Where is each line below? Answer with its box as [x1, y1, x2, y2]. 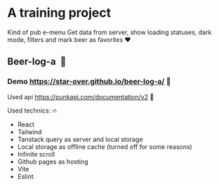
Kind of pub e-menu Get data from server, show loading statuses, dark [7, 28, 212, 36]
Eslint [17, 172, 34, 180]
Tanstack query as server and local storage [17, 135, 143, 143]
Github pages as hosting [17, 157, 89, 166]
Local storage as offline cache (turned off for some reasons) [17, 142, 193, 151]
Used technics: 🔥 [7, 106, 58, 115]
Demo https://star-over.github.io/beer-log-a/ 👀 [7, 77, 171, 87]
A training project [7, 5, 111, 21]
